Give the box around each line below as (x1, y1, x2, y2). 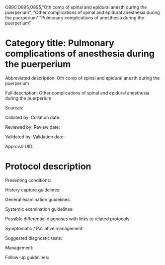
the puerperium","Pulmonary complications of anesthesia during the (5, 15, 145, 20)
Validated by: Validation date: (5, 134, 65, 140)
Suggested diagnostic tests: (5, 235, 63, 241)
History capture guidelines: (5, 186, 61, 193)
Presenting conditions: (5, 177, 51, 183)
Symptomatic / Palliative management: (5, 225, 84, 231)
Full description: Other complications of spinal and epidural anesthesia (5, 89, 150, 96)
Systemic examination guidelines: (5, 206, 74, 212)
